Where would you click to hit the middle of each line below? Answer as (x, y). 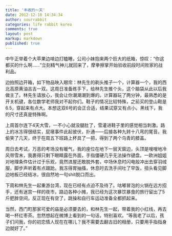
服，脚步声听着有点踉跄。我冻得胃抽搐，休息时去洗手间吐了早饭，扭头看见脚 (86, 168)
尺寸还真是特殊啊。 (30, 114)
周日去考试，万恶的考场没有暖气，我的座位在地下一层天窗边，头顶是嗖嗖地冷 (86, 148)
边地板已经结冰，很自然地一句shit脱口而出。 (52, 174)
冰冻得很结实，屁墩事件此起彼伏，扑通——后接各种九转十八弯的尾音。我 (90, 132)
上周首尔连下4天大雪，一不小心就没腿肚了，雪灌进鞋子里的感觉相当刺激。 (83, 125)
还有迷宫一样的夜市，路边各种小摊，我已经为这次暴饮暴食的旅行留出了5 (90, 191)
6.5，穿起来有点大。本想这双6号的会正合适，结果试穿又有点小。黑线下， (82, 108)
